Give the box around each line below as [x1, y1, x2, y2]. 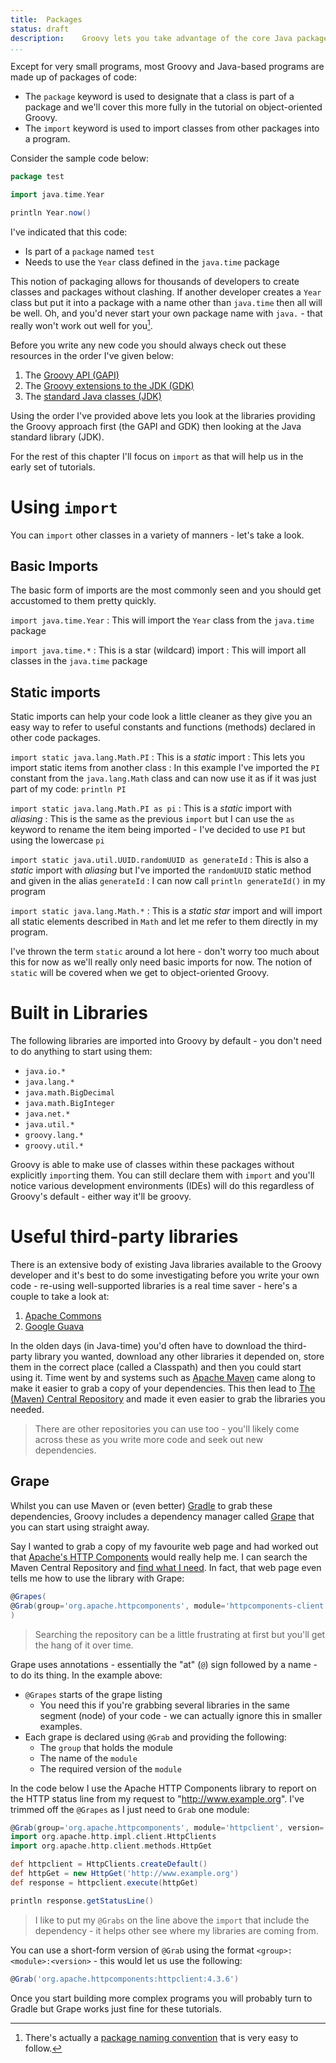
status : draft [10, 24, 70, 34]
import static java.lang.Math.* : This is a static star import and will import [10, 905, 323, 917]
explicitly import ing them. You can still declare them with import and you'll [10, 1169, 315, 1181]
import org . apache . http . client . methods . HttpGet [10, 1841, 213, 1851]
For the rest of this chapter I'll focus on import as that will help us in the [10, 450, 304, 462]
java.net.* [24, 1109, 71, 1120]
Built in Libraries [10, 1002, 148, 1025]
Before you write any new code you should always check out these [10, 339, 287, 351]
